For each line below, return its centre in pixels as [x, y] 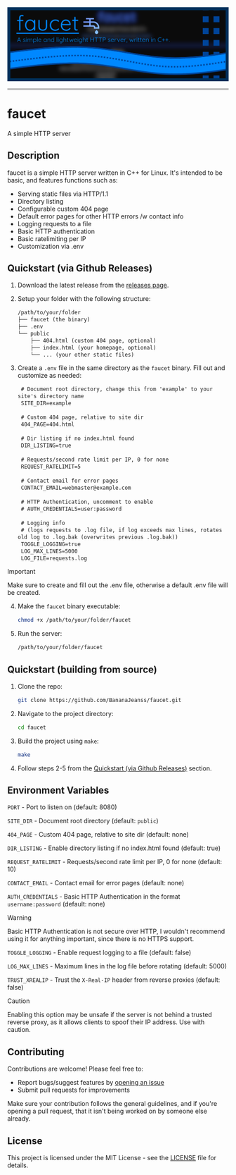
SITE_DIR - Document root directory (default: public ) [83, 821]
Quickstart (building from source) [82, 669]
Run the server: [40, 634]
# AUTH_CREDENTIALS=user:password [71, 509]
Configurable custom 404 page [63, 209]
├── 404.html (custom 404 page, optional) [93, 341]
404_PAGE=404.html [48, 425]
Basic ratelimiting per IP [52, 238]
